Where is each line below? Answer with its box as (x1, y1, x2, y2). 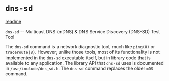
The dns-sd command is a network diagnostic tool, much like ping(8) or (5, 43, 155, 49)
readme (5, 18, 22, 24)
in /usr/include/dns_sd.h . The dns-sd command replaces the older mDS (5, 65, 154, 71)
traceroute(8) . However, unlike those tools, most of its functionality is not (5, 49, 160, 55)
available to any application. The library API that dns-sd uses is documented (5, 60, 164, 66)
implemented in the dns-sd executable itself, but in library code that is (5, 55, 151, 61)
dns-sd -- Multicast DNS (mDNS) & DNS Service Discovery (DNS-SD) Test (5, 28, 160, 34)
